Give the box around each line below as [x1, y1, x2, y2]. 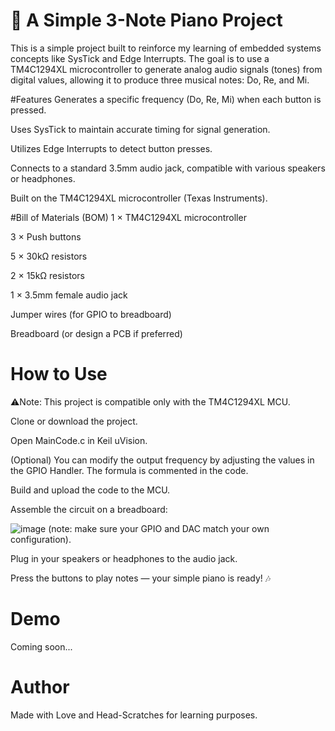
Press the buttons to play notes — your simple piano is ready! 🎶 [10, 572, 272, 584]
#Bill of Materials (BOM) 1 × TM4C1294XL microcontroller [10, 211, 247, 223]
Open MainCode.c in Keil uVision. [10, 434, 148, 446]
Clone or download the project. [10, 415, 138, 427]
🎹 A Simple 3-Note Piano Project [10, 9, 283, 32]
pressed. [10, 104, 47, 116]
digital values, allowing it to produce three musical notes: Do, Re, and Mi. [10, 74, 310, 86]
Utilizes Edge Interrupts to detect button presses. [10, 142, 213, 154]
